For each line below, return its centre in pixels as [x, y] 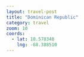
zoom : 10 [17, 28]
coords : [16, 34]
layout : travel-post [32, 12]
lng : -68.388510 [37, 45]
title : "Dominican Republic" [42, 17]
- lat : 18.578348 [33, 39]
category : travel [28, 23]
